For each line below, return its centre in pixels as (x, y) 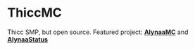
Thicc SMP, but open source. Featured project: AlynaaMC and (98, 32)
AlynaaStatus (27, 39)
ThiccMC (34, 13)
